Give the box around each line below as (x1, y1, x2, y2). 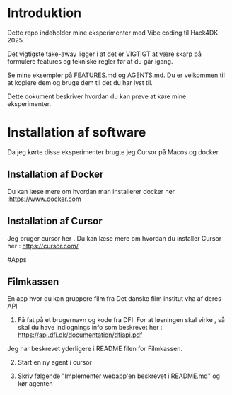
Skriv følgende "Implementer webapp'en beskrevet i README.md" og (17, 372, 221, 380)
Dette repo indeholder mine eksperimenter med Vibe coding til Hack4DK (7, 28, 219, 37)
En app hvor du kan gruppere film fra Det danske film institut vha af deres (7, 294, 221, 303)
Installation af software (7, 125, 146, 141)
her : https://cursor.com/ (7, 241, 79, 250)
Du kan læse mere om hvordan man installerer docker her (7, 187, 175, 195)
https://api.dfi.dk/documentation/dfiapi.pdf (17, 331, 143, 339)
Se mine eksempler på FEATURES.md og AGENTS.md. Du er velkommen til (7, 71, 225, 79)
